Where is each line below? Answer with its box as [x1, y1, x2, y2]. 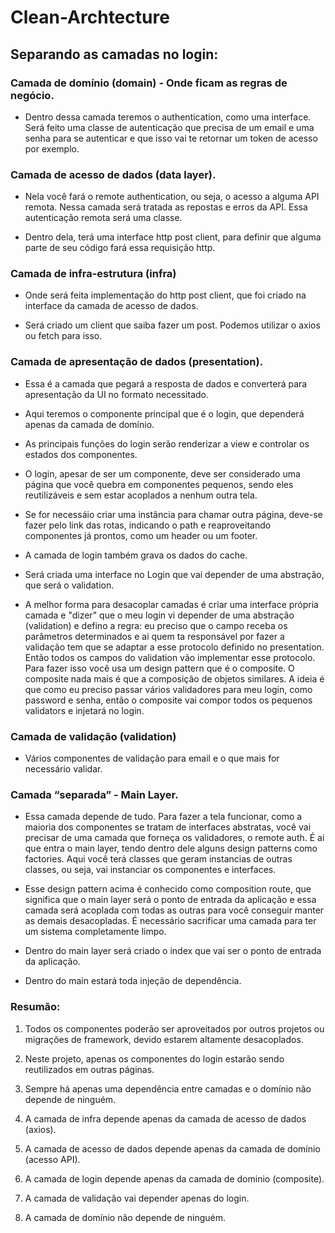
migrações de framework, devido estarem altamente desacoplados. [24, 1033, 304, 1045]
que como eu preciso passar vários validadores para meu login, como [24, 683, 313, 695]
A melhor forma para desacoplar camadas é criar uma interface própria [24, 598, 319, 610]
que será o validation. [24, 579, 115, 591]
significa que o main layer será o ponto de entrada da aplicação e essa [24, 894, 317, 906]
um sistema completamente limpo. [24, 926, 167, 938]
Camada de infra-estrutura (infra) [10, 267, 177, 281]
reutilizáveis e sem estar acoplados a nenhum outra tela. [24, 489, 258, 501]
